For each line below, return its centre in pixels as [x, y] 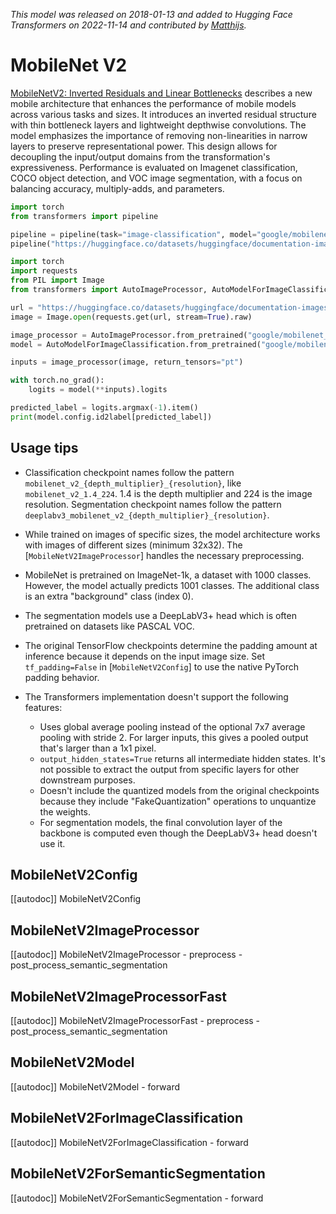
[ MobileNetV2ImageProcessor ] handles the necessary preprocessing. [164, 555]
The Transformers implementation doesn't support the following [156, 696]
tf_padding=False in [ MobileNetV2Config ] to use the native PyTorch [162, 666]
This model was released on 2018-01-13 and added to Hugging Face [151, 14]
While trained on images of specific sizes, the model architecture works [172, 534]
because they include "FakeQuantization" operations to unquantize [178, 801]
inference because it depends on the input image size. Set [144, 656]
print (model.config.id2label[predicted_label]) [111, 417]
